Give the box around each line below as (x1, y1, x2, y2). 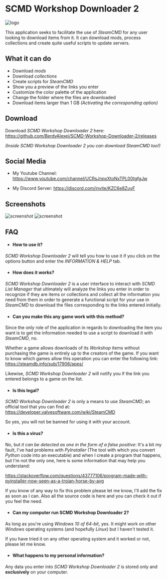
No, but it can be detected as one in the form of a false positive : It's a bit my (5, 441, 162, 447)
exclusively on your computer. (5, 569, 68, 575)
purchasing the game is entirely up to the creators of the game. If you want (5, 350, 159, 356)
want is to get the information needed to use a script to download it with (5, 330, 153, 336)
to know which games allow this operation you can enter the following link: (5, 356, 159, 362)
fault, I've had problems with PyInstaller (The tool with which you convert (5, 447, 156, 453)
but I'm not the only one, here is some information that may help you (5, 457, 146, 463)
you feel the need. (5, 498, 42, 504)
